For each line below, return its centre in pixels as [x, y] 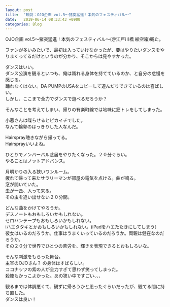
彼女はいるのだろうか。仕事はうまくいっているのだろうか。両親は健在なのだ [85, 233]
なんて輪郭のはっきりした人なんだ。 [43, 127]
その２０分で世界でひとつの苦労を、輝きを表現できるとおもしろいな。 [78, 246]
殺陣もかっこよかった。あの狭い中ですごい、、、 [54, 276]
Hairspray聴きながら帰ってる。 [38, 138]
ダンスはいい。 [21, 67]
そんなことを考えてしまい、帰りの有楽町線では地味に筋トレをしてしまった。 [85, 110]
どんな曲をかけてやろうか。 [34, 208]
